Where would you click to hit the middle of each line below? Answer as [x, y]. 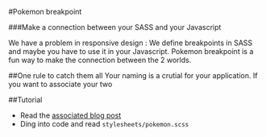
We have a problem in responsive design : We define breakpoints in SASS [131, 43]
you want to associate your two [60, 84]
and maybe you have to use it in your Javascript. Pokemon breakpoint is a [131, 51]
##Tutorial [25, 100]
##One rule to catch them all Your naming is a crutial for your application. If [133, 75]
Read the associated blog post [71, 115]
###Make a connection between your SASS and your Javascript [115, 27]
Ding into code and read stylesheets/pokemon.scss [104, 124]
